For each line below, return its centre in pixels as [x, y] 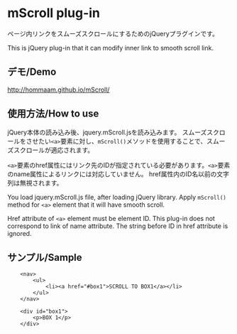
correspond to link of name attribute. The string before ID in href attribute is [118, 226]
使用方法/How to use [53, 114]
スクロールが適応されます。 [54, 150]
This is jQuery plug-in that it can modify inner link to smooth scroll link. [111, 48]
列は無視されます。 [35, 183]
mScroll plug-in [54, 13]
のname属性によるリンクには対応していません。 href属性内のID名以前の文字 [118, 174]
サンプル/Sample [45, 257]
